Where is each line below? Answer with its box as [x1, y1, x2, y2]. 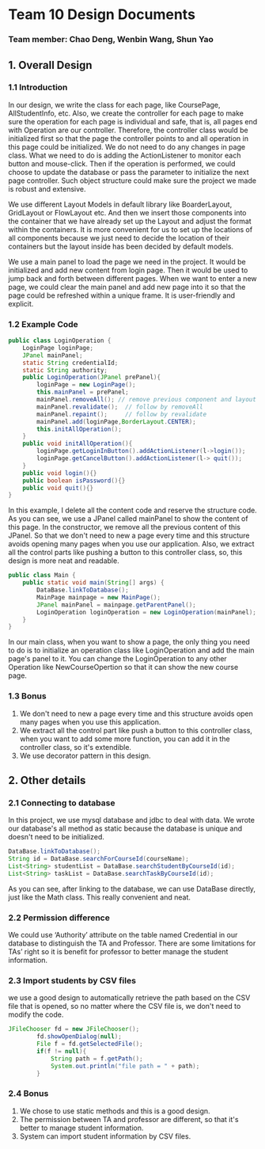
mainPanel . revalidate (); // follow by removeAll [36, 402, 203, 411]
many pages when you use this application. [19, 717, 161, 726]
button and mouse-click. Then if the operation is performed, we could [8, 158, 236, 168]
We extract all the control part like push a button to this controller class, [19, 725, 253, 735]
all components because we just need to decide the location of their [8, 233, 230, 242]
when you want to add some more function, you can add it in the [19, 734, 231, 744]
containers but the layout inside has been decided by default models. [8, 242, 234, 251]
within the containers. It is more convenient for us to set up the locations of [8, 224, 253, 234]
